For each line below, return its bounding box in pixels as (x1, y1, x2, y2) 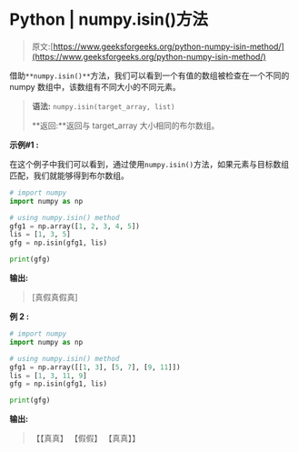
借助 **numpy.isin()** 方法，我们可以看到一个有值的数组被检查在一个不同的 (9, 70, 290, 81)
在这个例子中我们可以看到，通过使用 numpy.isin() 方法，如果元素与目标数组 (9, 158, 289, 169)
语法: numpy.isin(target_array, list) (31, 100, 175, 111)
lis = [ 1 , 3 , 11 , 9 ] (9, 371, 88, 380)
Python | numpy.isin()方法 (9, 9, 209, 30)
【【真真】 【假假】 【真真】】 (31, 433, 141, 444)
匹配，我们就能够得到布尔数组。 (9, 170, 129, 181)
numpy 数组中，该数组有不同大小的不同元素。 (9, 81, 181, 92)
